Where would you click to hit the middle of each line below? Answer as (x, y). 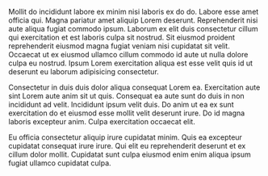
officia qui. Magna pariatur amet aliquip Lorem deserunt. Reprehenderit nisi (133, 20)
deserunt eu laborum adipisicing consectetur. (84, 71)
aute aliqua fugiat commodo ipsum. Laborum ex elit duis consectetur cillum (133, 29)
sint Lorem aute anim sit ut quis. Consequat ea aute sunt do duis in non (126, 96)
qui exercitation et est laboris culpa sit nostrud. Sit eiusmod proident (122, 37)
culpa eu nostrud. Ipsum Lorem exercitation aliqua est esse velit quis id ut (130, 63)
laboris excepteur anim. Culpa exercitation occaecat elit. (102, 122)
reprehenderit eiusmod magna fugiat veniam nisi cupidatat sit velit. (119, 46)
